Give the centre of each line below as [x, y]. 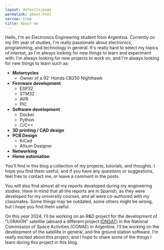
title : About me [22, 23]
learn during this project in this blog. [42, 242]
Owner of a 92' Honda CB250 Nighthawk [61, 78]
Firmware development [36, 83]
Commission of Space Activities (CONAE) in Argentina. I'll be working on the [82, 227]
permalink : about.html [28, 14]
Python [27, 120]
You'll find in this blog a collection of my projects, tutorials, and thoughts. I [80, 166]
